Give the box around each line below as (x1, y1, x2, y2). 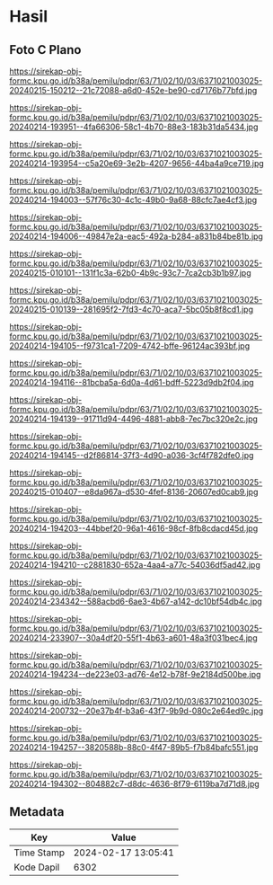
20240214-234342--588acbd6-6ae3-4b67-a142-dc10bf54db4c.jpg (9, 596, 262, 606)
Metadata (9, 804, 65, 819)
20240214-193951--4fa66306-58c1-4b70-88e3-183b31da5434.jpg (9, 121, 259, 132)
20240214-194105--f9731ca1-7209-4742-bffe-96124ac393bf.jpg (9, 341, 250, 351)
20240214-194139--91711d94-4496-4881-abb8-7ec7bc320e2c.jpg (9, 413, 259, 424)
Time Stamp (13, 846, 66, 859)
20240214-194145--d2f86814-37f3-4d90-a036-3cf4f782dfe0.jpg (9, 450, 254, 460)
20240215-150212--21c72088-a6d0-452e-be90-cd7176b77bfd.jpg (9, 85, 258, 95)
